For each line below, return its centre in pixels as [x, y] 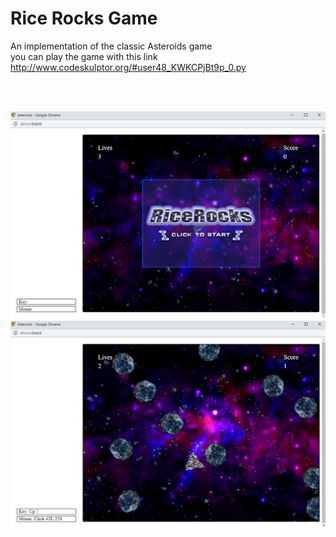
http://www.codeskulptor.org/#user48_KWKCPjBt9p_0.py [128, 67]
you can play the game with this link [84, 56]
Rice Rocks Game [84, 18]
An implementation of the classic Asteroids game [111, 46]
